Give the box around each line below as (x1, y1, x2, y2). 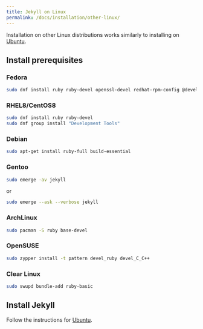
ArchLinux (6, 213, 37, 222)
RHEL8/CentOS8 (6, 101, 56, 109)
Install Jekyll (6, 300, 56, 310)
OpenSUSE (6, 241, 39, 250)
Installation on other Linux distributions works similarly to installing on (6, 31, 179, 38)
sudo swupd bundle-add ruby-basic (6, 283, 94, 289)
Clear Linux (6, 270, 41, 278)
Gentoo (6, 163, 29, 171)
